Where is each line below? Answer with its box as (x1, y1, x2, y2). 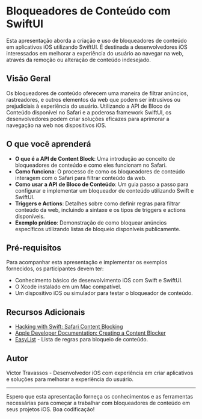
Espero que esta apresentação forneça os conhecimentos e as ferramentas (6, 393, 194, 400)
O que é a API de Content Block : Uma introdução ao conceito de (14, 155, 176, 162)
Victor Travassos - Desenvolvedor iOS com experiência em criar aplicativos (6, 369, 194, 376)
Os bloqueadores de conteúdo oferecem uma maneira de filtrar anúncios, (6, 89, 188, 97)
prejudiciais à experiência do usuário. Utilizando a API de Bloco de (6, 102, 171, 110)
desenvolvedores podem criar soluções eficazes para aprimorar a (6, 115, 170, 122)
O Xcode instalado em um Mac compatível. (14, 283, 122, 290)
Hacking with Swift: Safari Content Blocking (14, 323, 123, 331)
